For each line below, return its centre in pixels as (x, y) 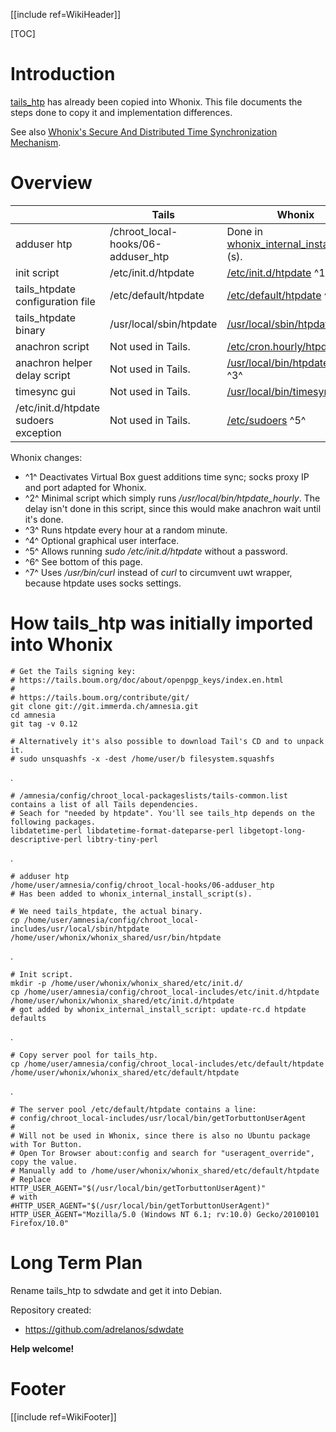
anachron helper (54, 362)
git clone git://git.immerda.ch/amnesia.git (104, 706)
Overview (51, 183)
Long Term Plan (76, 1263)
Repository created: (51, 1310)
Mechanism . (36, 142)
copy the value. (44, 1162)
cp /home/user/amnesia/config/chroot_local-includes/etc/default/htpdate (167, 1064)
